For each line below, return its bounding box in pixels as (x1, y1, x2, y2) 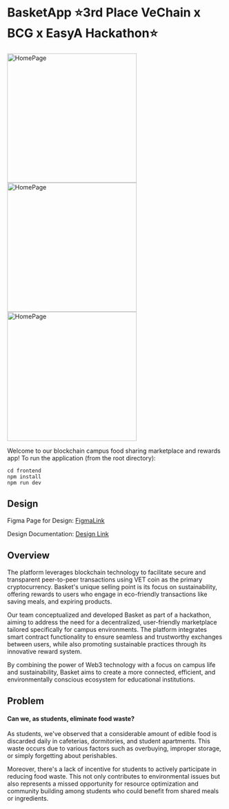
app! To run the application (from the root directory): (7, 453, 157, 462)
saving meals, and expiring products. (7, 597, 112, 606)
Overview (7, 550, 50, 562)
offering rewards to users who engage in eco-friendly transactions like (7, 590, 208, 598)
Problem (7, 695, 45, 706)
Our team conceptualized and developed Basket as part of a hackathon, (7, 611, 212, 619)
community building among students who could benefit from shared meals (7, 787, 219, 795)
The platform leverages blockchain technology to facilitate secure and (7, 568, 206, 576)
